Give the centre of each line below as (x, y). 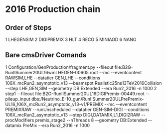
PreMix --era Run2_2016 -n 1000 (56, 125)
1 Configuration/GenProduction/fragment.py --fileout (59, 67)
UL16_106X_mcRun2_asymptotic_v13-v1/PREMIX (54, 104)
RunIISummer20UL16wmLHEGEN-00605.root (52, 72)
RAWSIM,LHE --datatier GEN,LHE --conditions (53, 78)
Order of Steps (28, 28)
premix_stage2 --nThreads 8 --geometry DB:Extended (91, 120)
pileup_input (18, 99)
